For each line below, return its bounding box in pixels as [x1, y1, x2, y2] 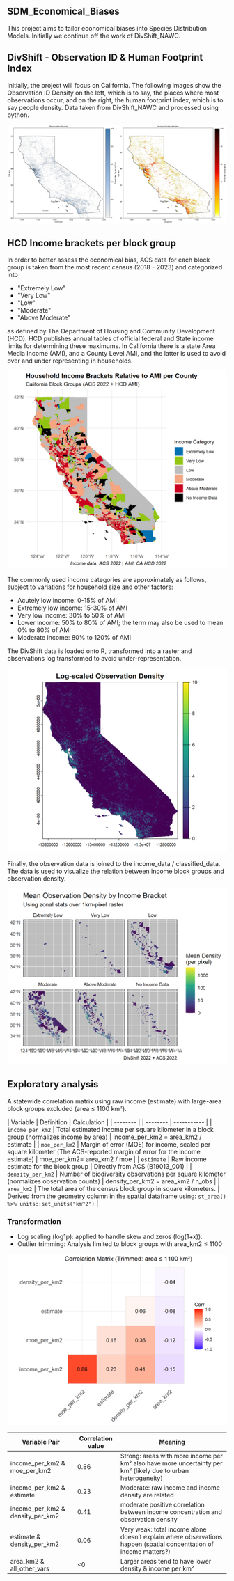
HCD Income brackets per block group [7, 237, 176, 249]
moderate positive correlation [120, 1500, 205, 1509]
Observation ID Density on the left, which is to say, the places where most [7, 88, 219, 97]
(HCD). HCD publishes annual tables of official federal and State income [7, 334, 214, 343]
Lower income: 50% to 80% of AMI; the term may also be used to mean [17, 619, 224, 627]
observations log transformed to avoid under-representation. [7, 654, 182, 663]
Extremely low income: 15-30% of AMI [17, 604, 128, 612]
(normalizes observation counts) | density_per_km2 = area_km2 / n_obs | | [7, 1177, 221, 1186]
